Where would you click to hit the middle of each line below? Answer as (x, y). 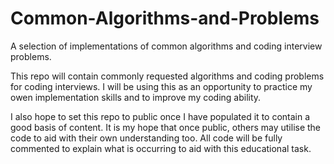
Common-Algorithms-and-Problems (165, 18)
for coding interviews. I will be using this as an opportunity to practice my (161, 86)
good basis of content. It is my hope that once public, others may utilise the (166, 127)
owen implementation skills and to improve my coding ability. (136, 97)
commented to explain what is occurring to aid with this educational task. (161, 148)
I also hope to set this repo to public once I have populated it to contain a (160, 116)
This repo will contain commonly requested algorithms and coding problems (167, 76)
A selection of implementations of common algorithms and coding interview (166, 46)
